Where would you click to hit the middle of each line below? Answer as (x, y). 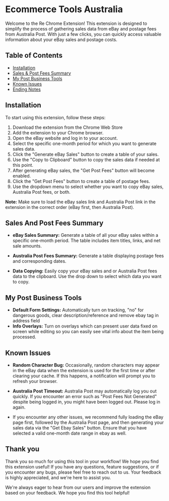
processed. (24, 337)
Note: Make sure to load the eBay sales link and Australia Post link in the (80, 202)
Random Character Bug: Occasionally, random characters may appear (86, 365)
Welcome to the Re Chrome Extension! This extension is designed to (76, 23)
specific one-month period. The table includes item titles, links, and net (87, 241)
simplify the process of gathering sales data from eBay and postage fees (81, 28)
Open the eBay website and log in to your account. (65, 138)
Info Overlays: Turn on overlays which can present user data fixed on (85, 326)
